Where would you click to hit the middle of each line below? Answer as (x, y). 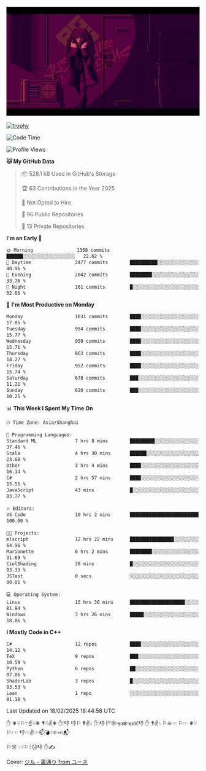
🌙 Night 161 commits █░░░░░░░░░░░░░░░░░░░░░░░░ (103, 287)
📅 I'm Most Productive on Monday (51, 304)
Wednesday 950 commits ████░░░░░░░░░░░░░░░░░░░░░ (103, 341)
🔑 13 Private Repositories (53, 226)
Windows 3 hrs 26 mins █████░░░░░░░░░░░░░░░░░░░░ (103, 614)
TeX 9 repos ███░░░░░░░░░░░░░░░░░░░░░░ (103, 656)
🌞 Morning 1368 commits (58, 250)
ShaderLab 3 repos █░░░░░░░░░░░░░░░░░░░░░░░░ (103, 681)
